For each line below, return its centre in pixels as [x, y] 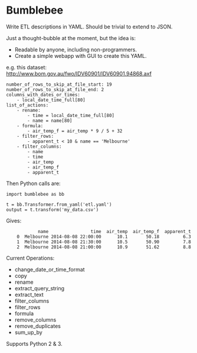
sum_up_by [28, 332]
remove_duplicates [37, 326]
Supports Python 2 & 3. [35, 344]
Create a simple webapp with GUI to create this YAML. [81, 56]
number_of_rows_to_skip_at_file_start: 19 [59, 84]
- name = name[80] [50, 121]
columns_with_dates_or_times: [43, 95]
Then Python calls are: [33, 183]
